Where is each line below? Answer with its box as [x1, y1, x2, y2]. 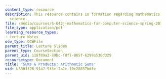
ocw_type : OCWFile [5, 39, 43, 44]
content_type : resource [5, 7, 54, 12]
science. [9, 16, 28, 21]
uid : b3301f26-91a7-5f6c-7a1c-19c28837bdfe [5, 67, 96, 72]
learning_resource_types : [5, 30, 58, 35]
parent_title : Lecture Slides [5, 44, 68, 49]
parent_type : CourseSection [5, 48, 63, 53]
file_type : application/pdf [5, 26, 63, 30]
